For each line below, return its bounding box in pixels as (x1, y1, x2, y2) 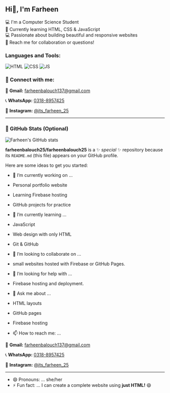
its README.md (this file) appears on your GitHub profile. (5, 152, 118, 158)
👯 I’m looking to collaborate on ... (12, 251, 81, 257)
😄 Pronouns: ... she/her (12, 376, 62, 382)
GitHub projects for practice (12, 201, 71, 207)
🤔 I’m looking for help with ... (12, 270, 72, 277)
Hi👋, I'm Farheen (5, 5, 59, 14)
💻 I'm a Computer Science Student (5, 19, 79, 25)
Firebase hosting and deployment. (12, 280, 84, 286)
